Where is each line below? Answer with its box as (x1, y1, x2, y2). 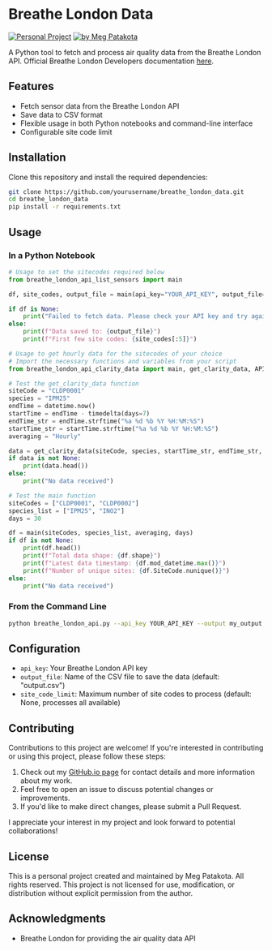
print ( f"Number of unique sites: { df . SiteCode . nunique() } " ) (23, 566, 230, 574)
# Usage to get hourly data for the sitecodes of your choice (8, 350, 223, 358)
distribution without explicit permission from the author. (8, 888, 193, 897)
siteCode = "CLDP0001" (8, 387, 85, 395)
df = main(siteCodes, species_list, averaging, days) (8, 529, 194, 537)
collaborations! (8, 826, 58, 836)
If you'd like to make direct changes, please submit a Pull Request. (19, 802, 242, 811)
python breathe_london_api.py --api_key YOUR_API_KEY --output (8, 619, 227, 627)
